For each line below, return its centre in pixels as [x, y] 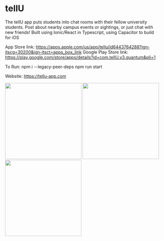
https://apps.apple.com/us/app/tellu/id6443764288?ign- [93, 47]
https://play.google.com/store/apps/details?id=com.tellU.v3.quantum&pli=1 [81, 57]
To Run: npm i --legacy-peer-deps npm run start [54, 67]
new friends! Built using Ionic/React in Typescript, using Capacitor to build [80, 32]
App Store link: [20, 47]
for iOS [12, 37]
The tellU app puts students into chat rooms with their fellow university [76, 22]
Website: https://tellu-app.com [36, 76]
